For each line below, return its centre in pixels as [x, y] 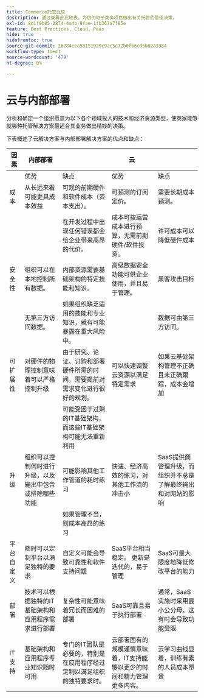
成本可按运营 [130, 217]
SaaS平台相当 [131, 549]
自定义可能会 [81, 553]
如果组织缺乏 [81, 304]
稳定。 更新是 [131, 558]
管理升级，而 [176, 467]
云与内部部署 [39, 100]
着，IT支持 [127, 658]
